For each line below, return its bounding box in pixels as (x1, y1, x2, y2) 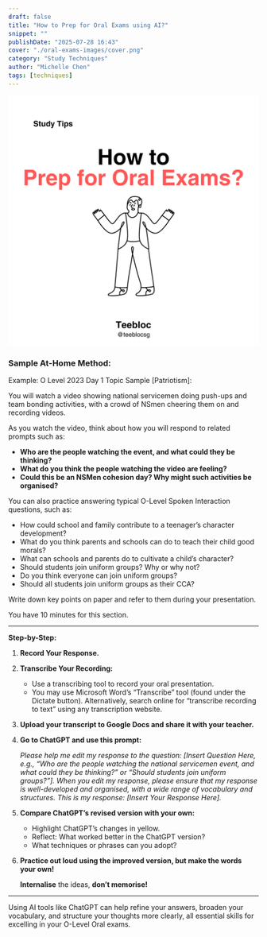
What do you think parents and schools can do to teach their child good (19, 537, 254, 547)
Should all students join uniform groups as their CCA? (19, 579, 195, 589)
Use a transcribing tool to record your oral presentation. (31, 680, 215, 689)
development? (19, 529, 67, 538)
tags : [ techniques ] (8, 72, 73, 79)
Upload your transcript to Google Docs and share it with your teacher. (19, 720, 254, 730)
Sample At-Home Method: (8, 358, 111, 369)
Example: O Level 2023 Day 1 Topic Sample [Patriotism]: (8, 376, 192, 385)
